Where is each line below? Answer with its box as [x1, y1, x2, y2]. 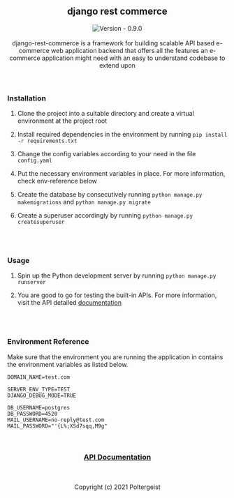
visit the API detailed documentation [17, 299, 122, 307]
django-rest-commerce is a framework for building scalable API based [12, 38, 215, 47]
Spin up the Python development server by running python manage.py [17, 271, 217, 280]
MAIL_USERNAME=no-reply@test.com [7, 416, 105, 423]
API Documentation [83, 452, 152, 462]
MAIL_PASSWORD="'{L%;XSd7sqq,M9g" [7, 422, 108, 430]
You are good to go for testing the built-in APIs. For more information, [17, 291, 217, 299]
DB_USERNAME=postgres [7, 404, 71, 411]
